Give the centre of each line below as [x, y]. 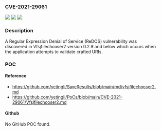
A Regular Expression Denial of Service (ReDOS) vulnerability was [71, 41]
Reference [16, 76]
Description [19, 31]
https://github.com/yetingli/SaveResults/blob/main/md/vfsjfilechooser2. [84, 87]
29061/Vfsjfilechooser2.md [39, 102]
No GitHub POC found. [28, 124]
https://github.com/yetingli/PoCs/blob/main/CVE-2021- [67, 97]
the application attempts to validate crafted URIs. [54, 52]
